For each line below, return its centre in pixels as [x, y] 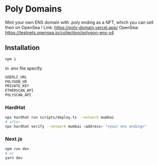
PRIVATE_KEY [17, 86]
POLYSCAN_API [18, 95]
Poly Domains [34, 9]
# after [13, 122]
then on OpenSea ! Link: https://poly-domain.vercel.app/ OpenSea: [72, 27]
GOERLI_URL [16, 77]
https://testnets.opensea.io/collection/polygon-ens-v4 [60, 32]
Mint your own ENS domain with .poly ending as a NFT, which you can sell [79, 22]
